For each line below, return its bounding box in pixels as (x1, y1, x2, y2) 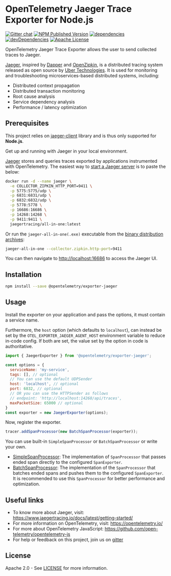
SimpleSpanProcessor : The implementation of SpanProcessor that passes (12, 454, 166, 460)
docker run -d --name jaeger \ (5, 179, 72, 184)
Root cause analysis (12, 93, 55, 99)
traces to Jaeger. (5, 52, 41, 58)
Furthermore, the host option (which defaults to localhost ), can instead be (5, 327, 162, 333)
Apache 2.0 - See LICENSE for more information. (5, 565, 108, 571)
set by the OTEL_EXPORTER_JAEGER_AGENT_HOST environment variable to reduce (5, 332, 165, 338)
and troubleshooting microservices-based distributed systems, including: (5, 72, 160, 78)
